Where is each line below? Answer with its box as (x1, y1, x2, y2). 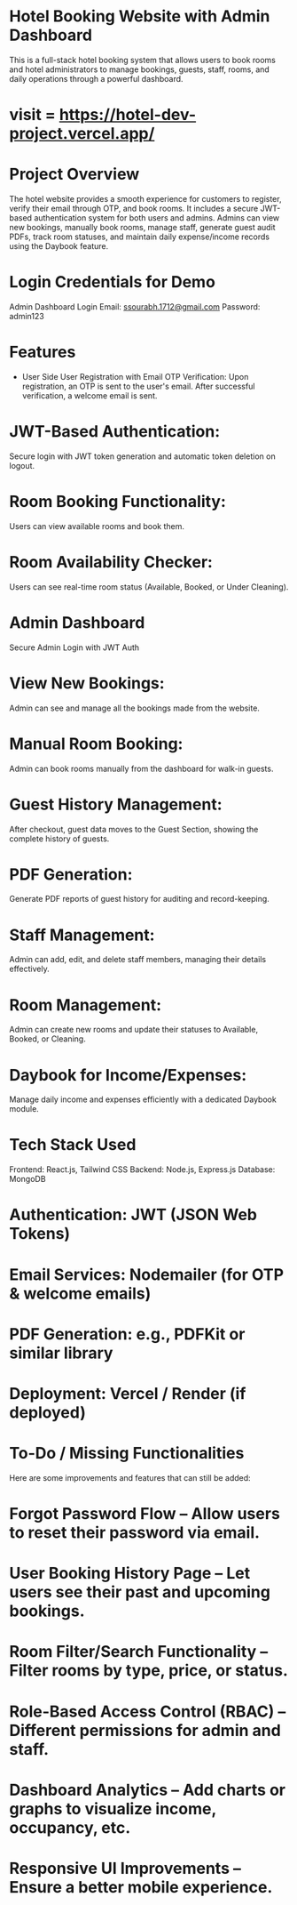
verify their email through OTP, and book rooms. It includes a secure (9, 203, 259, 214)
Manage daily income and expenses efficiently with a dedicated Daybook (9, 1094, 277, 1105)
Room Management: (9, 994, 162, 1015)
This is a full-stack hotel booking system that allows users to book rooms (9, 54, 277, 65)
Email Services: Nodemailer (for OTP (9, 1265, 285, 1284)
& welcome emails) (9, 1283, 152, 1304)
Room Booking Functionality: (9, 492, 226, 512)
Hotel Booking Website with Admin (9, 6, 270, 27)
